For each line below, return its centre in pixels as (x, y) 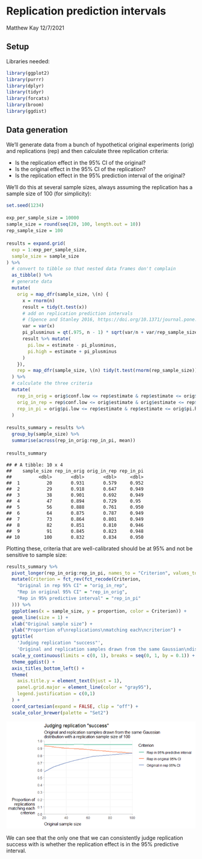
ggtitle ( (23, 637)
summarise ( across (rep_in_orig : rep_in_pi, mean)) (74, 441)
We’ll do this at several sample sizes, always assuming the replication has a (99, 187)
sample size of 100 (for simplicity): (49, 194)
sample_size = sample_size (45, 256)
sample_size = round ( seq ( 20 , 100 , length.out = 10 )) (74, 224)
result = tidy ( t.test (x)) (54, 307)
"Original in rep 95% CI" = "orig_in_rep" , (72, 586)
